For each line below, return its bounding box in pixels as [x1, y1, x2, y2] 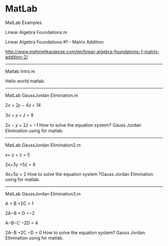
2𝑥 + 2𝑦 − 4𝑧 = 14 [5, 102, 41, 108]
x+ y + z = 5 [5, 151, 30, 157]
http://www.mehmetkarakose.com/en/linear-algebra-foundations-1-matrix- [5, 48, 159, 54]
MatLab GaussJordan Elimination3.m [5, 190, 81, 196]
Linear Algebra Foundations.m [5, 29, 67, 35]
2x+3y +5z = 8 [5, 161, 36, 167]
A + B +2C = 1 [5, 200, 34, 206]
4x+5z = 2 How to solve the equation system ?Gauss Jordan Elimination [5, 171, 153, 177]
